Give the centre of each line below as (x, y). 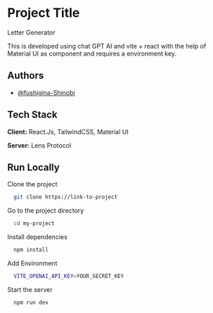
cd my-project (34, 224)
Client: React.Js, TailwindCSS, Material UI (68, 132)
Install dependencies (38, 237)
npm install (31, 250)
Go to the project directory (46, 211)
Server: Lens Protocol (39, 145)
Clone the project (32, 184)
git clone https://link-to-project (66, 197)
